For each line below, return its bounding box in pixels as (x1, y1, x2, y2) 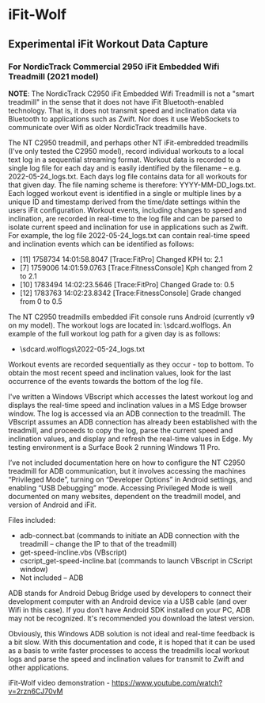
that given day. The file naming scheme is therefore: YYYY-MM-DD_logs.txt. (8, 180, 256, 190)
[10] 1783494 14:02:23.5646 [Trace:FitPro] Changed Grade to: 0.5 (19, 279, 235, 289)
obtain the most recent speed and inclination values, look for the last (8, 367, 232, 378)
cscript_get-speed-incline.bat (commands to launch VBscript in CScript (19, 555, 253, 565)
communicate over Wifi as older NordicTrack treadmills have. (8, 122, 207, 132)
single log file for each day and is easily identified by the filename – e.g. (8, 163, 241, 172)
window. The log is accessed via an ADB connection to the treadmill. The (8, 409, 246, 418)
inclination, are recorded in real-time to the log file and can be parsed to (8, 213, 243, 223)
